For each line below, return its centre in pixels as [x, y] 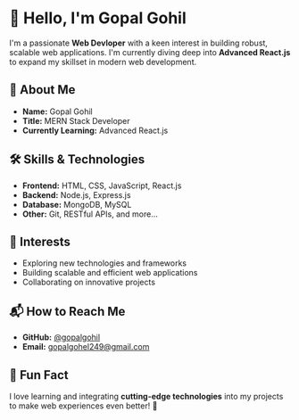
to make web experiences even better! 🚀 [83, 406]
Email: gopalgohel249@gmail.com [86, 347]
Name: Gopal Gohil [57, 111]
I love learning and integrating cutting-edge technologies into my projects [146, 396]
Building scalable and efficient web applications [110, 273]
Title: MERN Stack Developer [76, 120]
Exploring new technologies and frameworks [104, 263]
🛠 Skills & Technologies [77, 160]
